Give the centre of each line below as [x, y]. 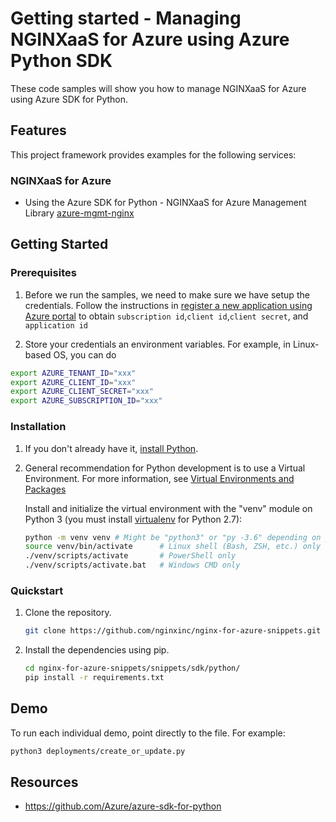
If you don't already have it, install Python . [111, 448]
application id [56, 325]
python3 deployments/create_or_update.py [98, 751]
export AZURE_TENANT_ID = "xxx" [73, 373]
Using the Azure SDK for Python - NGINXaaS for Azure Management [165, 203]
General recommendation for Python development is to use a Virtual [165, 468]
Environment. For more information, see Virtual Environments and [159, 478]
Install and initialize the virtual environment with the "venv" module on [168, 508]
